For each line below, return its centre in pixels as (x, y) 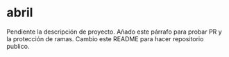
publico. (18, 46)
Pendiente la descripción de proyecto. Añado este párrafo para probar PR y (114, 32)
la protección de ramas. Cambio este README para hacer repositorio (105, 38)
